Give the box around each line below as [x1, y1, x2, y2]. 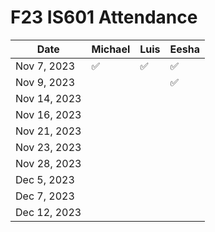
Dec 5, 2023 [15, 172, 75, 186]
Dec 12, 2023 [15, 205, 82, 219]
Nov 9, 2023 [15, 75, 76, 89]
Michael [91, 42, 131, 56]
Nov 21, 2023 [15, 124, 82, 138]
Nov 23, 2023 [15, 140, 82, 154]
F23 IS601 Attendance [10, 6, 198, 29]
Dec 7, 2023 [15, 189, 75, 203]
